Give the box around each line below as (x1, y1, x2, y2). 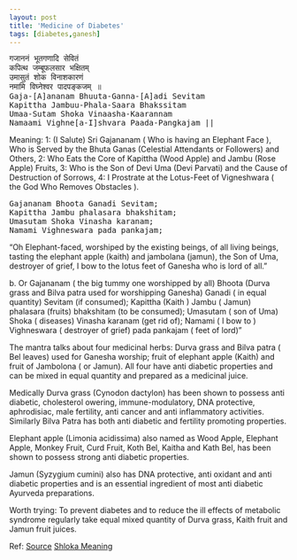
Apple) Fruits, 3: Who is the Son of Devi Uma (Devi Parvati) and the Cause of (9, 163, 288, 174)
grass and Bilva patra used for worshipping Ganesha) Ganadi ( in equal (9, 287, 267, 298)
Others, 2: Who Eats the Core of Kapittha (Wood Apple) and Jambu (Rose (9, 153, 277, 164)
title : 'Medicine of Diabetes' (9, 21, 125, 30)
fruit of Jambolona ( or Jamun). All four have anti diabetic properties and (9, 361, 274, 372)
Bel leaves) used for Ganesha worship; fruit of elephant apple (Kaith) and (9, 352, 276, 362)
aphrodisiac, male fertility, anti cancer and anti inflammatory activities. (9, 407, 265, 417)
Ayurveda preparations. (9, 488, 95, 499)
